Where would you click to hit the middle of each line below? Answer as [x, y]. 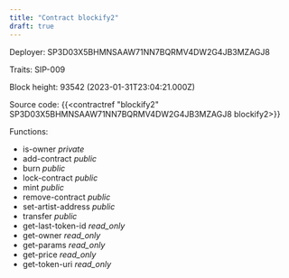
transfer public [50, 216]
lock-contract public [60, 178]
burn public [44, 168]
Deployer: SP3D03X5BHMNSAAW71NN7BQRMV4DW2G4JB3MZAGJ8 [140, 51]
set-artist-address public [69, 206]
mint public [43, 187]
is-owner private [53, 149]
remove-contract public [66, 197]
